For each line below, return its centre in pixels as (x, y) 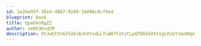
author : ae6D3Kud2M (31, 28)
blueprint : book (26, 17)
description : (22, 34)
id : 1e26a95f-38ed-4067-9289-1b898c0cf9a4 (60, 12)
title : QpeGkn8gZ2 (29, 23)
